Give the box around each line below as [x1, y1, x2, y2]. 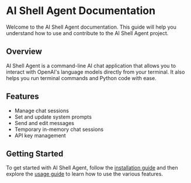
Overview [6, 47, 43, 57]
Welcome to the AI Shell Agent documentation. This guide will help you [6, 23, 177, 30]
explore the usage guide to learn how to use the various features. [6, 171, 164, 178]
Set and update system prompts [14, 113, 92, 120]
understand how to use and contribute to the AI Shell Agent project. [6, 29, 169, 36]
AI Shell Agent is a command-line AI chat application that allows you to [6, 62, 176, 69]
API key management [14, 132, 66, 139]
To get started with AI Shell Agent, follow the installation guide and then [6, 164, 178, 171]
